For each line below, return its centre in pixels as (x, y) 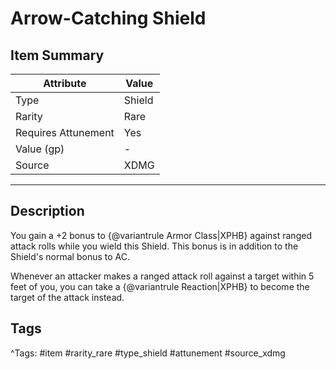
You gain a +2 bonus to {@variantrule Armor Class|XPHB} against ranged (161, 235)
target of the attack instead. (67, 297)
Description (47, 211)
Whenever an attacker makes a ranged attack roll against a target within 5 (162, 276)
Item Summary (57, 55)
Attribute (65, 83)
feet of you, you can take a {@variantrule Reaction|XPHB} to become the (160, 286)
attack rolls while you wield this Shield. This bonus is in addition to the (154, 246)
